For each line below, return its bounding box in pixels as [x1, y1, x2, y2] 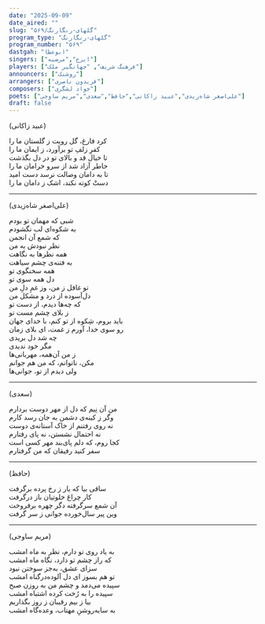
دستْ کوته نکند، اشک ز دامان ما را [9, 178, 109, 187]
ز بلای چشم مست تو [9, 308, 69, 317]
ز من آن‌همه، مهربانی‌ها [9, 349, 76, 359]
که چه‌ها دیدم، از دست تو [9, 300, 81, 309]
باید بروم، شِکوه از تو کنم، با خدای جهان [9, 316, 123, 326]
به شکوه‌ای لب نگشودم [9, 224, 77, 234]
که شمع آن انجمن [9, 233, 61, 242]
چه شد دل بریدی [9, 333, 57, 342]
